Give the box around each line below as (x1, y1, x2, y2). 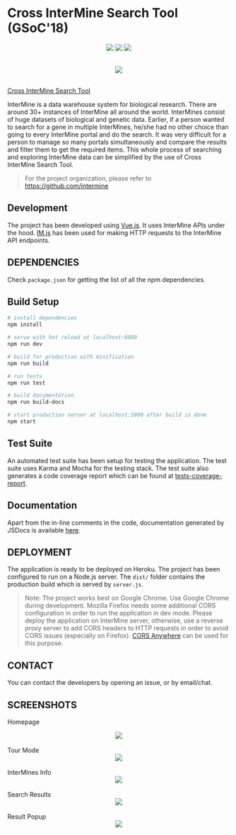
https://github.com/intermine (24, 181, 109, 190)
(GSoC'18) (7, 20, 69, 36)
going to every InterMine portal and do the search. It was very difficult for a (7, 130, 227, 139)
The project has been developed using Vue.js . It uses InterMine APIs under (7, 221, 225, 229)
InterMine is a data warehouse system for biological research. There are (7, 100, 217, 108)
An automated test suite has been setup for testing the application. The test (7, 456, 228, 465)
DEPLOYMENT (7, 546, 72, 558)
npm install (7, 321, 42, 329)
